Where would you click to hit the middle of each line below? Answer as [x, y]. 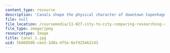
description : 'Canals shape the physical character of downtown [74, 15]
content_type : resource [30, 10]
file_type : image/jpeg [29, 29]
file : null [17, 19]
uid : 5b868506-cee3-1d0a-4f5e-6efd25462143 [52, 43]
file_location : [21, 24]
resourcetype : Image [27, 33]
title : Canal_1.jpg [26, 38]
